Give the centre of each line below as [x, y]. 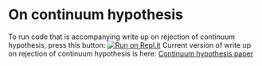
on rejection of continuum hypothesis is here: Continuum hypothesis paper [131, 53]
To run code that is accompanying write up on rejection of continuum [122, 37]
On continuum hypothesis [96, 15]
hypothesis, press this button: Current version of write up [130, 45]
